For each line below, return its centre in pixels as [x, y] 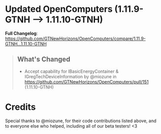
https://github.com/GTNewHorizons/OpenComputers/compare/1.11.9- [76, 39]
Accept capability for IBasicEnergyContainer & [72, 71]
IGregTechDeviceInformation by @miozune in [70, 76]
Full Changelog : [21, 33]
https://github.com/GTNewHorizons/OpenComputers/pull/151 [86, 82]
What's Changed [44, 60]
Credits [20, 107]
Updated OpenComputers [59, 9]
